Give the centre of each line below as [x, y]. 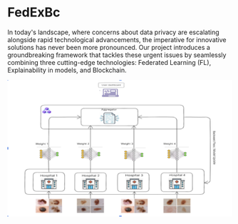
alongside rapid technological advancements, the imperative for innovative [117, 39]
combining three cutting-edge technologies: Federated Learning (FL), [109, 62]
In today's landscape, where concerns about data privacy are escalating [113, 32]
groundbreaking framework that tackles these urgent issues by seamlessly [117, 55]
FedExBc [34, 12]
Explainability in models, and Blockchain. [67, 70]
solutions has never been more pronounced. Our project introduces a [109, 47]
